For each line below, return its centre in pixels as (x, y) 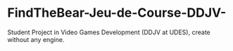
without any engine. (36, 39)
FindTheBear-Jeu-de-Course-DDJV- (117, 13)
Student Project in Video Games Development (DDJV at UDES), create (109, 32)
